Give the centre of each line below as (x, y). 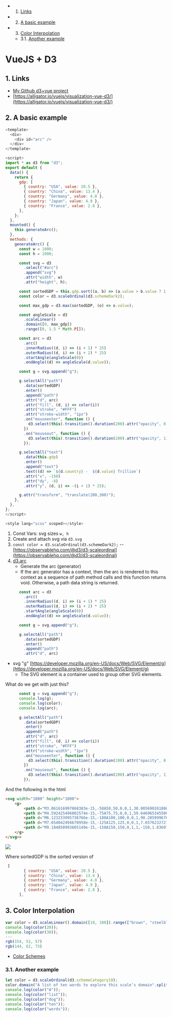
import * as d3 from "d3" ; (34, 163)
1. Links (17, 78)
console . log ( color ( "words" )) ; (38, 1009)
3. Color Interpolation (40, 911)
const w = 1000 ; (36, 249)
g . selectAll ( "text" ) (41, 452)
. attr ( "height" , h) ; (46, 282)
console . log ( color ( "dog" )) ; (35, 999)
